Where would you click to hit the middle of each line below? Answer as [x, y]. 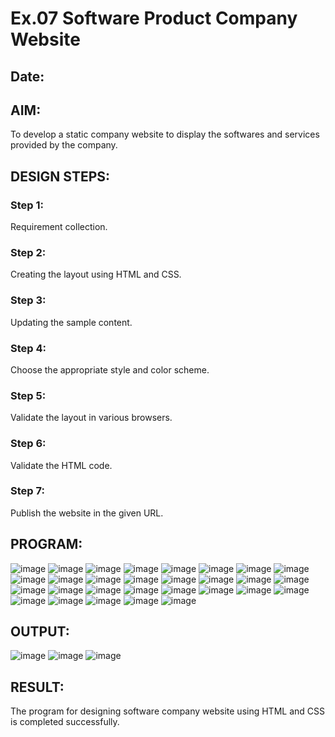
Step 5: [28, 395]
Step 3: [28, 300]
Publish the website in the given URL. [87, 513]
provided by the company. [64, 145]
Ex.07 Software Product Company [154, 18]
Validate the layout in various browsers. [91, 418]
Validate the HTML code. [61, 465]
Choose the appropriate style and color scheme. [110, 369]
